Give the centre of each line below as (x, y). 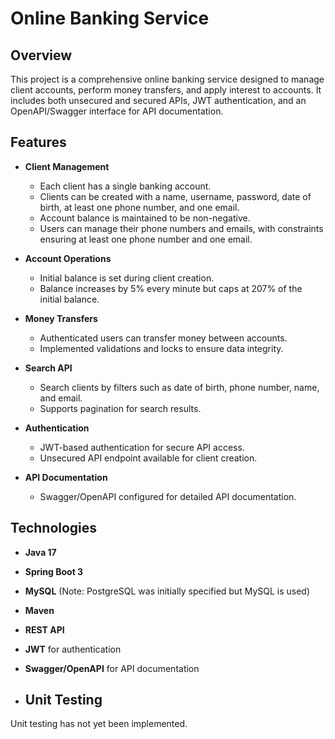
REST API (44, 629)
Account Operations (68, 258)
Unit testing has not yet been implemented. (99, 724)
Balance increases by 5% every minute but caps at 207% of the (171, 288)
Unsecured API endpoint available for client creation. (148, 458)
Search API (48, 368)
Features (38, 142)
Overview (41, 55)
